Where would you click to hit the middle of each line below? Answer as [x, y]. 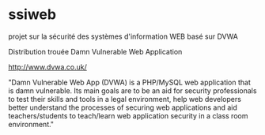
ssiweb [32, 15]
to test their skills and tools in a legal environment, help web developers [125, 99]
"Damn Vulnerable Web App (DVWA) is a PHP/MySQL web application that [130, 82]
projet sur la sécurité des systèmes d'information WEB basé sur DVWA [123, 36]
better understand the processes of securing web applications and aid [123, 107]
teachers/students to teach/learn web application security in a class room [128, 115]
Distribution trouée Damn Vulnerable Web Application [95, 51]
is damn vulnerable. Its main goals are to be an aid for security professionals [132, 90]
